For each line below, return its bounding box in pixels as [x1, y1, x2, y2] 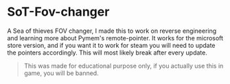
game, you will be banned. [23, 69, 99, 77]
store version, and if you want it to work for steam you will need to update [7, 41, 216, 49]
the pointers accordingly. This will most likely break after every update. [7, 48, 207, 57]
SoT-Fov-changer [7, 4, 110, 20]
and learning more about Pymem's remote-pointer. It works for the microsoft [7, 33, 224, 42]
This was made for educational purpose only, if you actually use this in [23, 61, 224, 70]
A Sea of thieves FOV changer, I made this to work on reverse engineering [7, 27, 217, 35]
